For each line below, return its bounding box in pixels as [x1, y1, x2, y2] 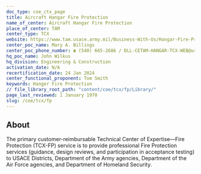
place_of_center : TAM [6, 25, 60, 32]
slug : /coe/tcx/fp [6, 97, 52, 103]
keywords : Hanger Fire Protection [6, 81, 93, 87]
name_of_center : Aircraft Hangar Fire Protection [6, 20, 133, 26]
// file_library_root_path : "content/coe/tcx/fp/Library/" [6, 87, 157, 93]
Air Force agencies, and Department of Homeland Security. [6, 161, 153, 168]
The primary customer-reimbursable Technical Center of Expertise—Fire [6, 136, 185, 143]
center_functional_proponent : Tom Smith [6, 75, 109, 81]
